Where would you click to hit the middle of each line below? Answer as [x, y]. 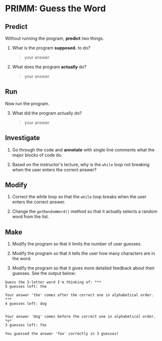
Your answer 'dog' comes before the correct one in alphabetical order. [81, 317]
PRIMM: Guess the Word [55, 9]
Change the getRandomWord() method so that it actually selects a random [85, 212]
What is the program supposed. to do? [51, 48]
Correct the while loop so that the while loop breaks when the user [79, 197]
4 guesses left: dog [26, 304]
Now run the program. [27, 103]
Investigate [22, 138]
